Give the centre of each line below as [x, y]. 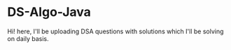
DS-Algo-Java [49, 12]
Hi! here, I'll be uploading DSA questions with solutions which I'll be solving [115, 31]
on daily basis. [28, 38]
